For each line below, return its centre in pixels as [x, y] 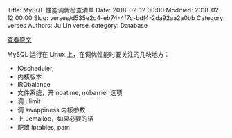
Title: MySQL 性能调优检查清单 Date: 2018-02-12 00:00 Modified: [100, 10]
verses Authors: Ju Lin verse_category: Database [77, 25]
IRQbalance [34, 84]
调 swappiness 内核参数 [51, 110]
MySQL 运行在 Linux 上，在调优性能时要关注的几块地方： [89, 54]
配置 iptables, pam [44, 127]
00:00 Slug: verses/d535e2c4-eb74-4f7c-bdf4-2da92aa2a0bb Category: [120, 18]
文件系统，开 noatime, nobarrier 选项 [70, 93]
